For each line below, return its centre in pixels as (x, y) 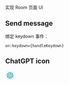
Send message (29, 23)
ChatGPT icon (27, 61)
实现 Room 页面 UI (24, 7)
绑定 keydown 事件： (27, 36)
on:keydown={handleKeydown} (35, 46)
